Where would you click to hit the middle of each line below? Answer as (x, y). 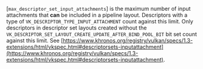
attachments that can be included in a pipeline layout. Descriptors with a (97, 15)
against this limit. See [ (35, 40)
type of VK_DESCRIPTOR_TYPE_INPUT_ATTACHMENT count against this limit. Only (100, 21)
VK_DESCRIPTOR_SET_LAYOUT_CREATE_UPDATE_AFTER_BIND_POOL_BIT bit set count (102, 34)
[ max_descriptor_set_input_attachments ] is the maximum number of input (98, 9)
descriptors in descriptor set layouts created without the (77, 28)
